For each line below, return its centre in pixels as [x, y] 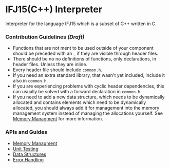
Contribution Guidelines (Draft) [45, 37]
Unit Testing [25, 149]
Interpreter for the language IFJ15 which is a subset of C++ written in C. [81, 24]
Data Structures [29, 154]
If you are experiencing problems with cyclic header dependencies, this [88, 86]
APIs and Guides [26, 132]
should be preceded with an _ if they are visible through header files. [86, 54]
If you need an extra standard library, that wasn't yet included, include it [89, 75]
